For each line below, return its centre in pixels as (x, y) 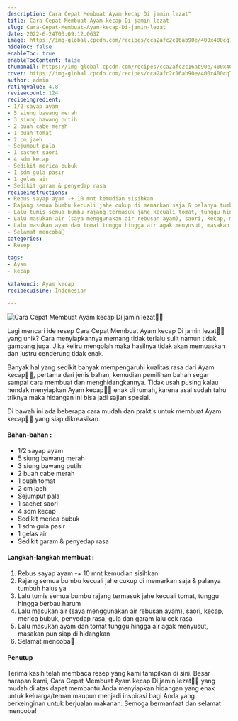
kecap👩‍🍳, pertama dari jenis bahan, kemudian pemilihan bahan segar (108, 374)
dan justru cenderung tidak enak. (56, 353)
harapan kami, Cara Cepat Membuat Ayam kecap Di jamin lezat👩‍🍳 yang (112, 681)
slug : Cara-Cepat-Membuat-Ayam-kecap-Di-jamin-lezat (87, 27)
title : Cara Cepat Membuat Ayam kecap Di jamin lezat (89, 21)
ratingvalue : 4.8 (33, 87)
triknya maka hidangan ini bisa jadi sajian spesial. (79, 397)
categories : (25, 239)
